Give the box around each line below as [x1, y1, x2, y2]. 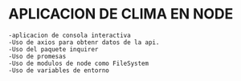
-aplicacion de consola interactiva [8, 31, 131, 39]
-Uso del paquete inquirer [8, 45, 99, 53]
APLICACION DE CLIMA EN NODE [8, 5, 234, 23]
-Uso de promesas [8, 52, 67, 60]
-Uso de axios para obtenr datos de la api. [8, 38, 160, 47]
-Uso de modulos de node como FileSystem [8, 59, 149, 67]
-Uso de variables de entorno [8, 66, 110, 75]
